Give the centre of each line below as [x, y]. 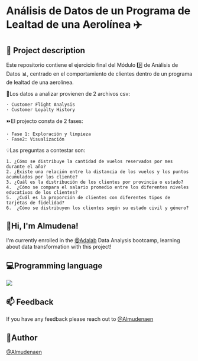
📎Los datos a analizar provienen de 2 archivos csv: [68, 94]
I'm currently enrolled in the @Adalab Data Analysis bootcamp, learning [93, 240]
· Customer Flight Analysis [41, 105]
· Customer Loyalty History [41, 110]
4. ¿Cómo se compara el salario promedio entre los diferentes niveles [98, 187]
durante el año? [26, 167]
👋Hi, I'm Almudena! [42, 226]
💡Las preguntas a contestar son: [46, 150]
